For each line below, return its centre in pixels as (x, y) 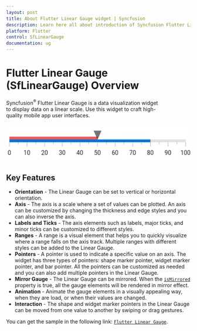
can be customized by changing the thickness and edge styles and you (101, 211)
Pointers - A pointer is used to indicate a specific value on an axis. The (100, 254)
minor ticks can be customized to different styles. (74, 229)
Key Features (31, 178)
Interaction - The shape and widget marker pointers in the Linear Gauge (102, 304)
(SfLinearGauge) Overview (73, 86)
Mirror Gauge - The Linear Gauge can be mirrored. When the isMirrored (102, 279)
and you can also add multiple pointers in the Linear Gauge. (86, 273)
